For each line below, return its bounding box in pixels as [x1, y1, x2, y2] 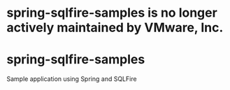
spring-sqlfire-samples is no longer [6, 5, 217, 21]
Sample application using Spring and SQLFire [6, 75, 137, 83]
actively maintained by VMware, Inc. [6, 20, 224, 36]
